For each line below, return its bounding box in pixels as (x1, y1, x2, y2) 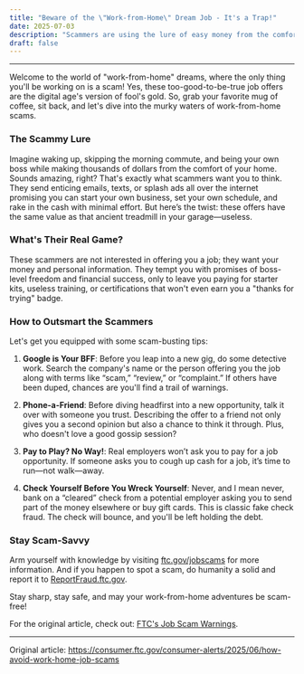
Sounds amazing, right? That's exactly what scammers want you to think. (9, 173, 282, 184)
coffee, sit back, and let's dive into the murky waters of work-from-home (9, 100, 281, 111)
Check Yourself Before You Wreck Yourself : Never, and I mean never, (22, 483, 285, 494)
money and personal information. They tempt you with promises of (9, 263, 258, 274)
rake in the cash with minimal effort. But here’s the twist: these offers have (9, 201, 286, 213)
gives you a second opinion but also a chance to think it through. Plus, (22, 419, 285, 430)
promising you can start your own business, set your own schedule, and (9, 192, 278, 203)
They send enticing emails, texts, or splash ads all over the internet (9, 182, 259, 193)
